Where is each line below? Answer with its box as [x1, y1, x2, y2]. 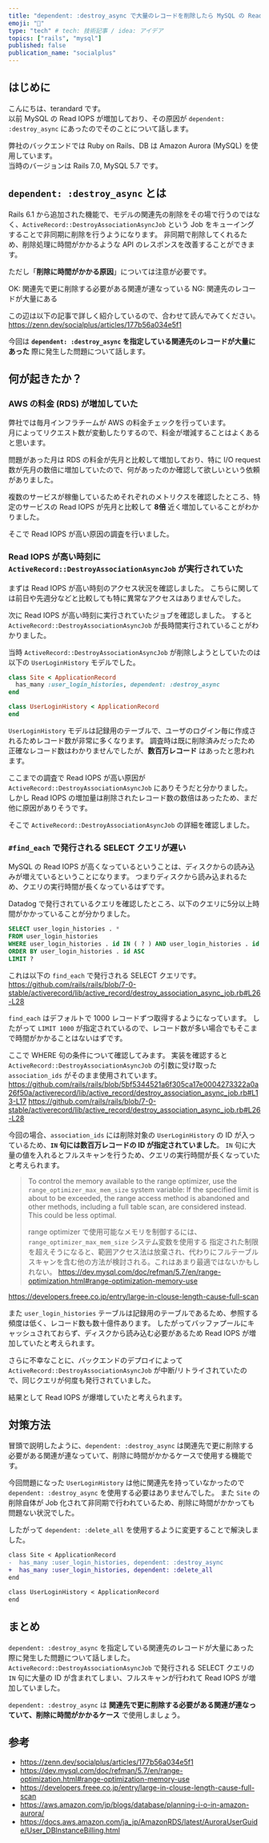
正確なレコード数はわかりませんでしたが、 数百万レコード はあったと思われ [8, 746, 255, 755]
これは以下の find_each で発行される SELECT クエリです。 [8, 970, 201, 980]
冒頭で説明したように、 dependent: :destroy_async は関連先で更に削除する [8, 1441, 255, 1450]
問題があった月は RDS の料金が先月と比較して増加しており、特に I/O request [8, 455, 261, 465]
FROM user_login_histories [8, 933, 98, 941]
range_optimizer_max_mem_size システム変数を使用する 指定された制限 [27, 1237, 259, 1247]
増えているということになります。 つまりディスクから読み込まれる [22, 872, 240, 881]
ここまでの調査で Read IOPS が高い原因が [8, 772, 146, 783]
